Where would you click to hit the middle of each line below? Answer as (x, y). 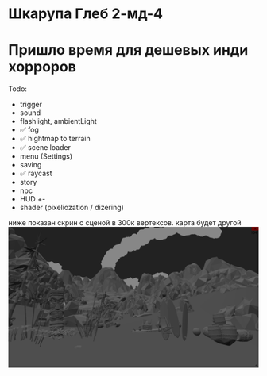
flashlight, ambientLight (58, 121)
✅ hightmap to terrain (55, 139)
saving (31, 165)
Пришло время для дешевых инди (128, 50)
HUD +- (33, 199)
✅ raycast (36, 173)
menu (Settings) (46, 156)
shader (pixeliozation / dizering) (72, 208)
